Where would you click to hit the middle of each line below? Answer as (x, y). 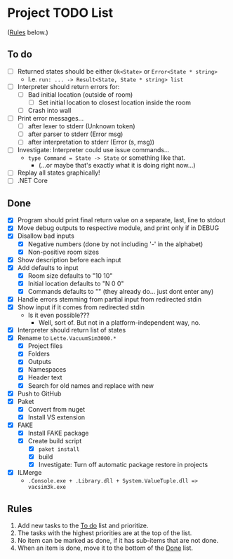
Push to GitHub (39, 393)
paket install (59, 450)
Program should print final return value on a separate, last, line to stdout (121, 220)
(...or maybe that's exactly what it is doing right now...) (117, 166)
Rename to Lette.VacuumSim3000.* (67, 338)
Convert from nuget (56, 409)
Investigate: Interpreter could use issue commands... (93, 150)
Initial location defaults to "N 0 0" (76, 283)
